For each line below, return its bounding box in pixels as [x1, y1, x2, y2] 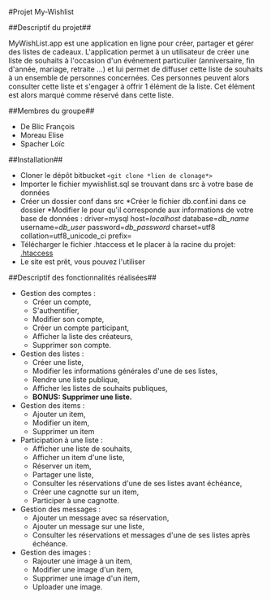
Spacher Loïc [19, 139, 65, 149]
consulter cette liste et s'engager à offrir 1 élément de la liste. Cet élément [8, 81, 256, 91]
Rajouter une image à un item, [32, 556, 132, 566]
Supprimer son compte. [32, 341, 112, 350]
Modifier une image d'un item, [32, 565, 133, 574]
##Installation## [8, 154, 63, 164]
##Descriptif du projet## [8, 23, 92, 32]
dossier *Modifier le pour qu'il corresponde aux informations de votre [19, 205, 254, 215]
